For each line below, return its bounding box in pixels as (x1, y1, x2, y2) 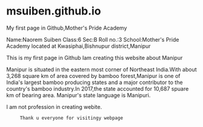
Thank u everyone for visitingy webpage (19, 115, 123, 121)
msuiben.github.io (6, 4, 101, 18)
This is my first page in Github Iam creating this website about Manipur (6, 54, 183, 61)
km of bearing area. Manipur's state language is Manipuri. (6, 91, 151, 99)
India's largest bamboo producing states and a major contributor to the (6, 79, 183, 86)
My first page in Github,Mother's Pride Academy (6, 24, 127, 31)
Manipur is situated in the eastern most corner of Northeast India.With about (6, 65, 197, 73)
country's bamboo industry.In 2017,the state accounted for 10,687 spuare (6, 85, 189, 92)
